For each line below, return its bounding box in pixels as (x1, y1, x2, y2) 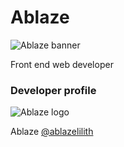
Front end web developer (10, 58, 114, 70)
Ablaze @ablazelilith (10, 126, 94, 138)
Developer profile (10, 83, 97, 97)
